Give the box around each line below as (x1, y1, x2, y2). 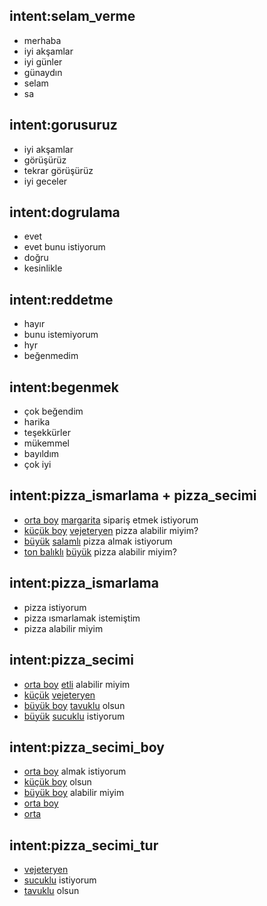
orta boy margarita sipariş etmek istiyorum (23, 514, 199, 526)
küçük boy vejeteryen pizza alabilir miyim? (23, 524, 199, 536)
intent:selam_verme (9, 8, 136, 25)
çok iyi (23, 459, 52, 471)
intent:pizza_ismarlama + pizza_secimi (9, 487, 257, 504)
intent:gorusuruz (9, 117, 118, 134)
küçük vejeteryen (23, 689, 96, 701)
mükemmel (23, 437, 70, 449)
